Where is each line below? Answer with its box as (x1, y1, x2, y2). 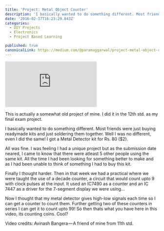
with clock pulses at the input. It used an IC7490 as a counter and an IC (5, 181, 149, 187)
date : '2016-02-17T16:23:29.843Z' (5, 16, 76, 21)
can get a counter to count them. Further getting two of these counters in (5, 200, 152, 206)
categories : (5, 20, 29, 26)
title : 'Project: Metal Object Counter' (5, 7, 89, 12)
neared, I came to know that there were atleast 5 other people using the (5, 151, 149, 156)
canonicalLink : (5, 47, 36, 53)
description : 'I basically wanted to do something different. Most (5, 12, 145, 17)
